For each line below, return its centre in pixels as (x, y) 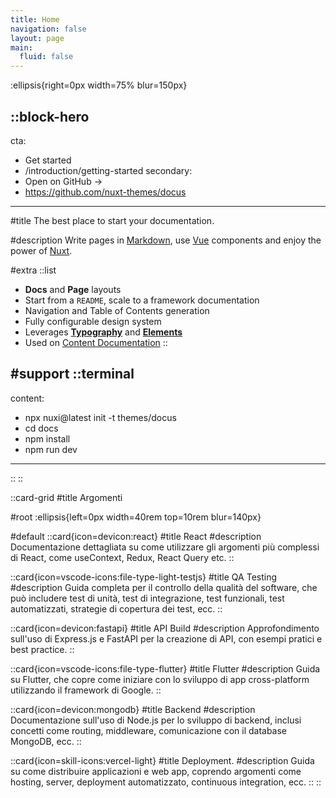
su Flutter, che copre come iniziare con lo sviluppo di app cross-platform (160, 679)
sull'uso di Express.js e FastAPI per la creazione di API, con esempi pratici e (166, 638)
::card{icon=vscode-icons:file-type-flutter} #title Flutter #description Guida (165, 668)
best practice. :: (42, 649)
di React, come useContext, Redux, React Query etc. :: (122, 557)
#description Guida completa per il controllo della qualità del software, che (164, 587)
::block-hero (50, 116)
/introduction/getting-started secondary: (108, 170)
